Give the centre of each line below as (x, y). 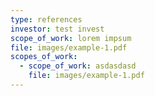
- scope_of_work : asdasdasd (78, 66)
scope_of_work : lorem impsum (71, 38)
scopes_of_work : (44, 57)
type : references (46, 19)
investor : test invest (57, 29)
